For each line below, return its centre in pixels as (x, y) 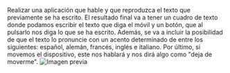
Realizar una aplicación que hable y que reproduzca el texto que (99, 10)
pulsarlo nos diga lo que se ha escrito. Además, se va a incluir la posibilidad (115, 32)
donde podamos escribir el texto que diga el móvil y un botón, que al (105, 25)
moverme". (23, 62)
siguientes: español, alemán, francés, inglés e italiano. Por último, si (104, 47)
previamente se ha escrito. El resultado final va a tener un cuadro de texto (113, 17)
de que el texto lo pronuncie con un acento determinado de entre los (105, 40)
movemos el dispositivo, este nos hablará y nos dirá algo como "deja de (110, 54)
